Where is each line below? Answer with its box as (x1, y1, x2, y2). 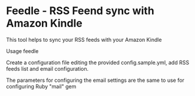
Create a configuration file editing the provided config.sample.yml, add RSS (6, 59, 190, 66)
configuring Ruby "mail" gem (6, 82, 77, 90)
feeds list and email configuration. (6, 65, 89, 72)
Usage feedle (6, 47, 39, 54)
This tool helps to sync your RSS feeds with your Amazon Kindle (6, 36, 162, 43)
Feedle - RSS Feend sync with (6, 4, 154, 18)
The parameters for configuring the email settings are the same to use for (6, 77, 184, 84)
